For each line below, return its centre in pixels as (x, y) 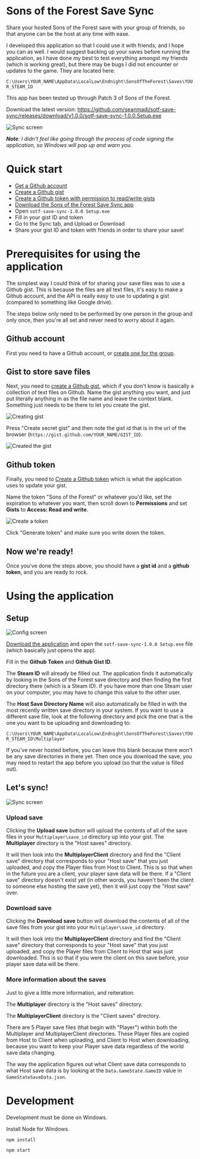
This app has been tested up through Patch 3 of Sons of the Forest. (89, 98)
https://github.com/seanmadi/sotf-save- (126, 109)
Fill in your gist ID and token (49, 217)
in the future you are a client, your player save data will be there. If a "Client (99, 874)
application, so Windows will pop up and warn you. (69, 145)
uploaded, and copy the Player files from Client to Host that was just (90, 952)
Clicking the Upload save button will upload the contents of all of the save (97, 831)
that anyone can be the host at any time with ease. (68, 33)
